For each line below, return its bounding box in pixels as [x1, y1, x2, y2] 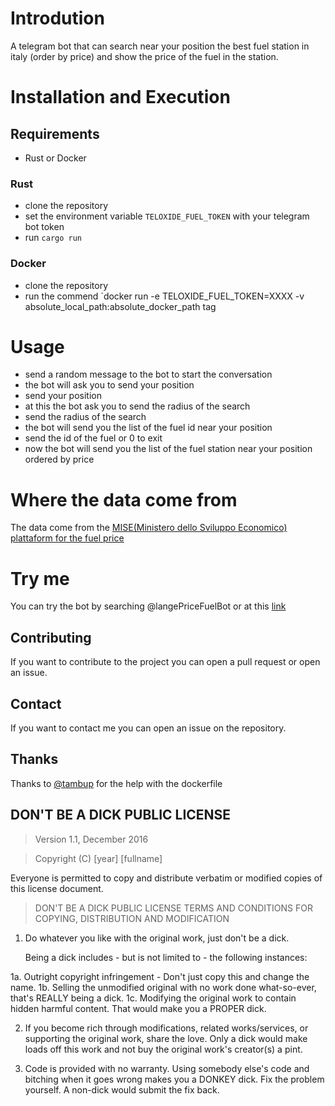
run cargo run [24, 232, 82, 244]
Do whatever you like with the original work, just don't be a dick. [24, 932, 290, 944]
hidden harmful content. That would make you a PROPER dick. [10, 1002, 267, 1014]
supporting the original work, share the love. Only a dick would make [24, 1032, 308, 1044]
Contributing [10, 629, 92, 646]
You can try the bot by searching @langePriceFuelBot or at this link [10, 600, 287, 612]
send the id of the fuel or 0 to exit [24, 432, 163, 444]
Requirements [10, 125, 100, 142]
